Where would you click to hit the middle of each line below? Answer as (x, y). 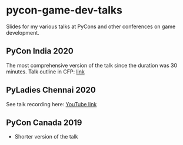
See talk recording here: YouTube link (51, 104)
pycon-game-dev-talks (64, 10)
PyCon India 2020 (40, 51)
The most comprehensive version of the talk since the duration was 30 (92, 65)
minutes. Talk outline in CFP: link (46, 72)
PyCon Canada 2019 (44, 122)
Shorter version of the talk (46, 137)
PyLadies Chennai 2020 (51, 90)
